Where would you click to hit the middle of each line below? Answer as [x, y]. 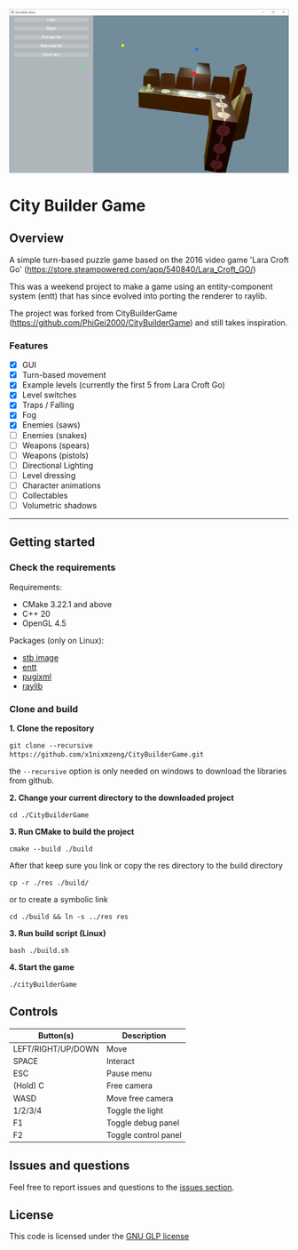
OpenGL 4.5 [44, 623]
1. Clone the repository [52, 728]
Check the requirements [63, 567]
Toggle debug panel [143, 1123]
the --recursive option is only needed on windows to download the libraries [148, 771]
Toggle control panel [144, 1135]
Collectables [45, 495]
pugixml [36, 677]
